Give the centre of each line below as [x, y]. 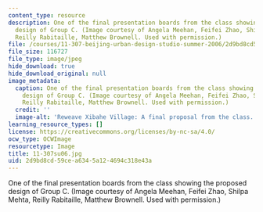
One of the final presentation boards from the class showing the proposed [128, 183]
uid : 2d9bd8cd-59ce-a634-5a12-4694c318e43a [80, 161]
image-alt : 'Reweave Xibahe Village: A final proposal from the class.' [136, 117]
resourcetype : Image [42, 146]
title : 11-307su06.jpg [45, 153]
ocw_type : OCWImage [40, 139]
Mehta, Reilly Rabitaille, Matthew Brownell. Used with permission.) [115, 199]
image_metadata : [34, 81]
